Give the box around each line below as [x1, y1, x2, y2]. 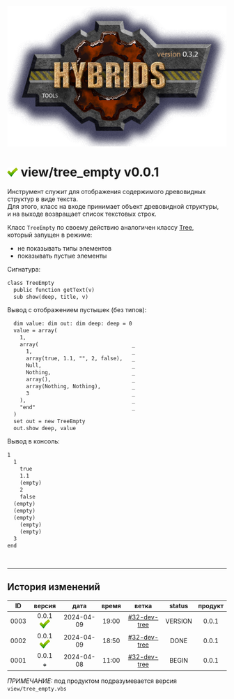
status [169, 602, 189, 610]
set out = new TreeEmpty [13, 418, 86, 425]
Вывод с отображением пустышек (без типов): [7, 305, 147, 314]
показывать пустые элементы [17, 251, 107, 260]
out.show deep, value [13, 425, 77, 432]
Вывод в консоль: [7, 436, 61, 446]
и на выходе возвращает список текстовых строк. [7, 209, 157, 218]
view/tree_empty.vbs [7, 686, 68, 693]
